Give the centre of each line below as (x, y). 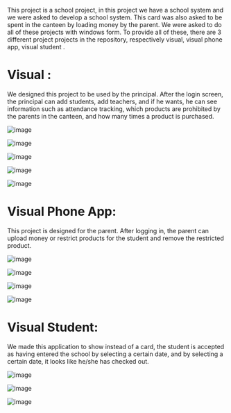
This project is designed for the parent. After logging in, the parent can (108, 230)
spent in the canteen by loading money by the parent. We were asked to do (114, 25)
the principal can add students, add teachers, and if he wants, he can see (112, 101)
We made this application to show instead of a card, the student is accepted (116, 346)
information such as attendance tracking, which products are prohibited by (114, 109)
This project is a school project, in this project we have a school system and (115, 10)
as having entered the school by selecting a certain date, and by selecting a (115, 354)
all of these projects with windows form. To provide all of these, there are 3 (114, 32)
